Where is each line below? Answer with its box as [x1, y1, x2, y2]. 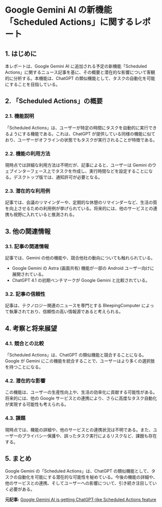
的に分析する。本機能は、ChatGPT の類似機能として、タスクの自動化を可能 [5, 76, 156, 81]
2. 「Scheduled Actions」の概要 [5, 97, 103, 105]
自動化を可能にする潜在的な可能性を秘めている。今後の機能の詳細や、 [17, 474, 158, 480]
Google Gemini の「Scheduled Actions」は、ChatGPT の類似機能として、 [5, 468, 151, 474]
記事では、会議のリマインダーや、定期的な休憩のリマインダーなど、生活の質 [5, 199, 157, 205]
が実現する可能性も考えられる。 [5, 401, 69, 408]
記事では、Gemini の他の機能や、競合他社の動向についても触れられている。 [5, 255, 155, 261]
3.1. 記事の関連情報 [5, 243, 49, 250]
